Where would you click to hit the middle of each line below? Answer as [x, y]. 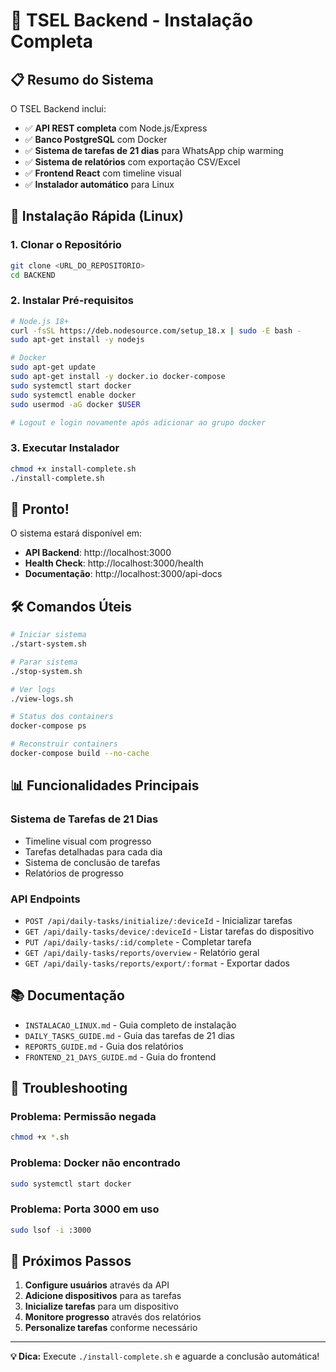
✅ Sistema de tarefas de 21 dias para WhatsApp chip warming [154, 150]
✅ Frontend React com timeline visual [103, 173]
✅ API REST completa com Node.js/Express [116, 128]
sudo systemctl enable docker [73, 395]
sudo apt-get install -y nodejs [77, 340]
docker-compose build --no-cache [80, 754]
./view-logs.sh [42, 699]
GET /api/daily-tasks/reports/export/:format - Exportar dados [157, 963]
